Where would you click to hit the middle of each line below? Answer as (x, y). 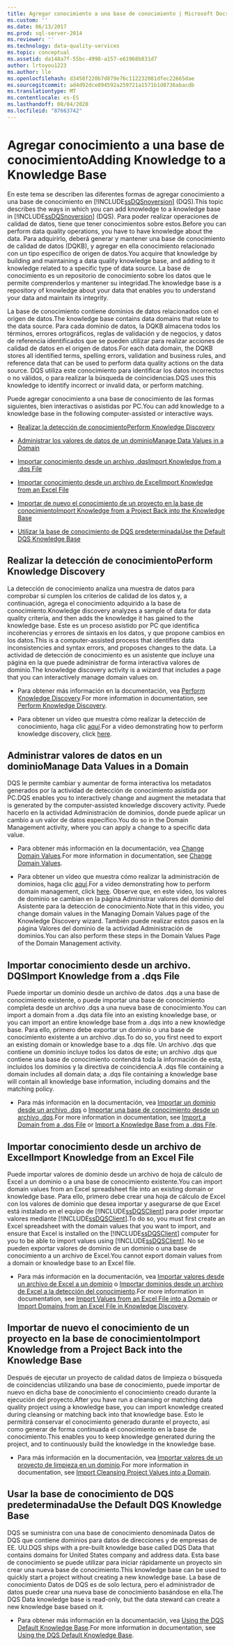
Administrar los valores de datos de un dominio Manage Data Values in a (120, 440)
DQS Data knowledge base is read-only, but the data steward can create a (114, 1599)
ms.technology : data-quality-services (63, 46)
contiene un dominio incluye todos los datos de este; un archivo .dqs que (112, 1052)
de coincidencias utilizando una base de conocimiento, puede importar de (114, 1385)
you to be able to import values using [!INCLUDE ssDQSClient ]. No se (106, 1241)
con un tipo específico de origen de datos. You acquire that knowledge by (112, 253)
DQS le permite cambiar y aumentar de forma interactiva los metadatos (109, 783)
